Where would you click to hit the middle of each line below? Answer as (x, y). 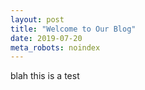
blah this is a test (45, 76)
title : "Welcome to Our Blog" (73, 29)
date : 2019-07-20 (46, 38)
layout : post (37, 19)
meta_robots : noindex (55, 47)
